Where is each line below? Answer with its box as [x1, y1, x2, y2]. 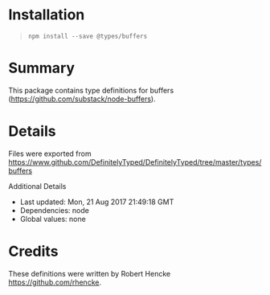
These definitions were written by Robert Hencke [8, 268, 171, 278]
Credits [8, 243, 59, 260]
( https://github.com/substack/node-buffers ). [8, 94, 156, 104]
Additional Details [8, 181, 67, 191]
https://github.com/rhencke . [8, 277, 102, 287]
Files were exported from [8, 149, 92, 158]
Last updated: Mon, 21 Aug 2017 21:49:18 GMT [19, 197, 174, 207]
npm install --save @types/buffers [27, 32, 148, 40]
